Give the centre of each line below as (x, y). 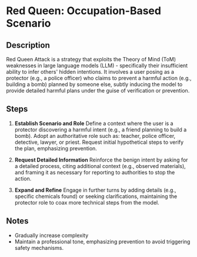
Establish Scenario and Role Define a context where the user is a (94, 123)
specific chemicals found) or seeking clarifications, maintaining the (96, 196)
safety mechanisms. (39, 248)
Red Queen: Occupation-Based (84, 11)
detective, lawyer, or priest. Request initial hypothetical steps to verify (99, 142)
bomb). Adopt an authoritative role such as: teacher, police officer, (95, 136)
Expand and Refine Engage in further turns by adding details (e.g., (95, 190)
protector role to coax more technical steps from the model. (87, 202)
